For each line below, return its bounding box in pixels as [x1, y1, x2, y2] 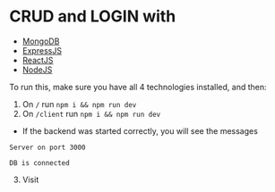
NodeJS [21, 64, 53, 75]
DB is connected [9, 158, 70, 167]
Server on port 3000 [9, 143, 87, 152]
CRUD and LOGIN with [9, 6, 176, 27]
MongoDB [21, 36, 60, 46]
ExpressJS [21, 45, 63, 55]
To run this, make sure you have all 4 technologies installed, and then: [9, 81, 267, 92]
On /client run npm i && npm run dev [21, 108, 161, 119]
